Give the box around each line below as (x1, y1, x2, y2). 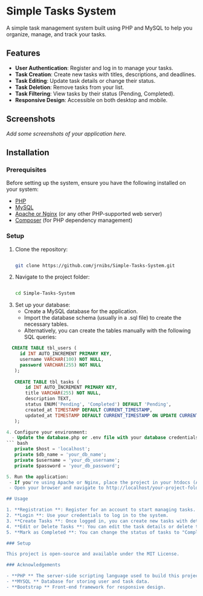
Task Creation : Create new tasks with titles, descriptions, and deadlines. (14, 71, 196, 78)
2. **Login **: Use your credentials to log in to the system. (6, 513, 169, 519)
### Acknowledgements (6, 562, 61, 568)
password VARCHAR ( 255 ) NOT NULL (19, 361, 101, 368)
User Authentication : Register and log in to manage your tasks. (14, 64, 173, 71)
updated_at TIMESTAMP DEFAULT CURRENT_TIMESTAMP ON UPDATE (25, 412, 177, 418)
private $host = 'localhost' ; (14, 446, 91, 452)
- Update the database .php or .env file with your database (11, 435, 166, 441)
